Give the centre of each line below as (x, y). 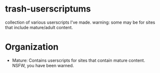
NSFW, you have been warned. (43, 65)
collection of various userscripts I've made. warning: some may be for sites (80, 22)
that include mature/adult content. (39, 27)
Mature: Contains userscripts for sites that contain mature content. (79, 60)
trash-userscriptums (48, 9)
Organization (32, 47)
